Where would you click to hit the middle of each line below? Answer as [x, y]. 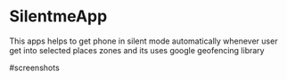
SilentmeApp [58, 16]
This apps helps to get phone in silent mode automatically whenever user [143, 41]
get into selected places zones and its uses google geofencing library [137, 50]
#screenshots [34, 68]
